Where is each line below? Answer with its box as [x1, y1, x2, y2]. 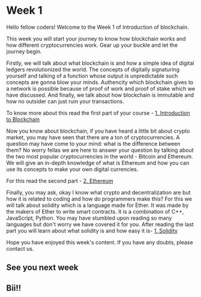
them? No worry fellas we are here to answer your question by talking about [6, 146, 194, 154]
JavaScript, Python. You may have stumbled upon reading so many [6, 214, 172, 221]
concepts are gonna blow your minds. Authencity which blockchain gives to [6, 79, 194, 86]
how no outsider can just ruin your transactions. [6, 97, 124, 105]
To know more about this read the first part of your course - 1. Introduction [6, 109, 190, 116]
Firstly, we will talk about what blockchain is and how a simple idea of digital [6, 59, 194, 67]
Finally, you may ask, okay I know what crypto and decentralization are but [6, 188, 191, 196]
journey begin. [6, 47, 42, 55]
